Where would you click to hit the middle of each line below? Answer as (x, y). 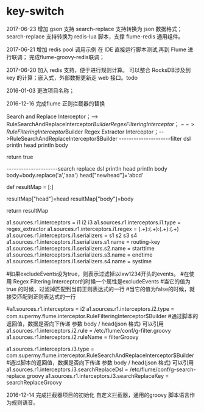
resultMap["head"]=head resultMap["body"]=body (70, 199)
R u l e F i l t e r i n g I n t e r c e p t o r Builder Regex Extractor (65, 132)
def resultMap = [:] (30, 186)
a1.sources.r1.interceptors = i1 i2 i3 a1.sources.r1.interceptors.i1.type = (94, 222)
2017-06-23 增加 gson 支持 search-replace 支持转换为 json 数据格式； (94, 29)
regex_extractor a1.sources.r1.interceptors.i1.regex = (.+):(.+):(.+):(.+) (93, 229)
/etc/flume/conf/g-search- (163, 369)
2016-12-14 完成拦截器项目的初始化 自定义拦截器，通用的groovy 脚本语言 (98, 395)
